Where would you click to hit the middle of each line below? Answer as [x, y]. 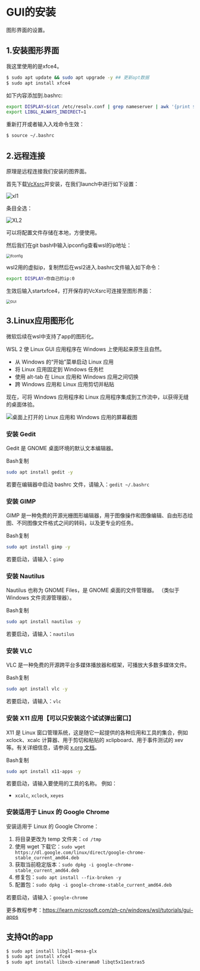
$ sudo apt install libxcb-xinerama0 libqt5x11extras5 [76, 962]
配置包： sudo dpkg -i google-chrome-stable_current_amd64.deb [93, 884]
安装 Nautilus [25, 576]
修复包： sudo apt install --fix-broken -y [68, 877]
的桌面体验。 [22, 404]
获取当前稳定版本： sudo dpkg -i [54, 864]
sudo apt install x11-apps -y [44, 771]
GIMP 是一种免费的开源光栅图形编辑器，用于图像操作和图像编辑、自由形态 [97, 515]
